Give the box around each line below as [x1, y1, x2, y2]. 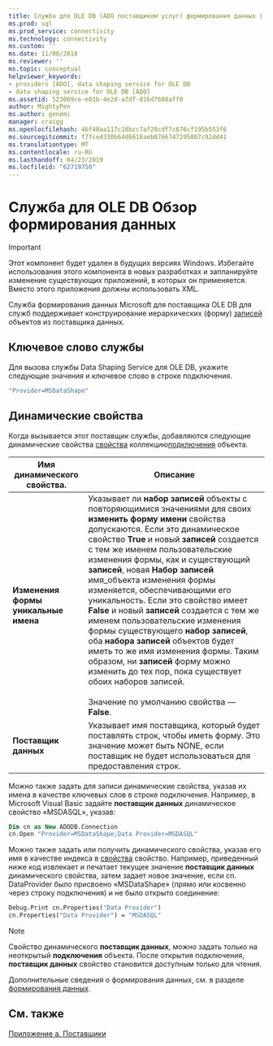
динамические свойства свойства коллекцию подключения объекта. [8, 439, 249, 449]
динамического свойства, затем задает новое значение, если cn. [8, 871, 237, 881]
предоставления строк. [88, 760, 181, 771]
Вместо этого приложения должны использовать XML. [8, 284, 200, 294]
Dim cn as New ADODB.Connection [8, 822, 118, 830]
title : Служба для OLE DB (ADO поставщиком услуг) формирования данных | [8, 11, 264, 20]
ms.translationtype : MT [8, 140, 89, 149]
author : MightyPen [8, 102, 71, 111]
